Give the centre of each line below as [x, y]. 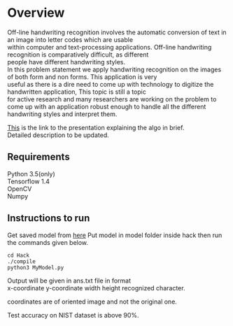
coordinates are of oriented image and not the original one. [92, 302]
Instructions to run [49, 218]
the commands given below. [48, 242]
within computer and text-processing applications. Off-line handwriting [110, 47]
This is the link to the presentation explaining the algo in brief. [96, 127]
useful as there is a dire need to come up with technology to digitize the [111, 84]
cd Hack [19, 255]
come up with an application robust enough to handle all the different [107, 106]
